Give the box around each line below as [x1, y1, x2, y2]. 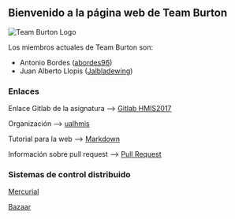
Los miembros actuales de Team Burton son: [8, 43, 154, 52]
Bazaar [8, 202, 32, 212]
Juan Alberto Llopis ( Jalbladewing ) [19, 66, 133, 76]
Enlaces [8, 86, 39, 97]
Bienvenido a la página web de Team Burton [8, 6, 228, 20]
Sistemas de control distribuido [8, 169, 132, 180]
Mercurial [8, 187, 39, 196]
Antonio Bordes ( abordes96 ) [19, 58, 113, 67]
